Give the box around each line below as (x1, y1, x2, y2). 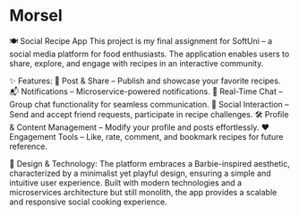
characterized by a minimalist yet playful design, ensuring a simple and (9, 168, 271, 178)
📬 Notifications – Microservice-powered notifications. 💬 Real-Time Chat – (9, 86, 284, 97)
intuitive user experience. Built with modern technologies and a (9, 177, 243, 188)
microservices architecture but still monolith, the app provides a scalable (9, 186, 278, 197)
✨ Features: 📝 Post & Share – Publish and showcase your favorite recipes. (9, 75, 281, 86)
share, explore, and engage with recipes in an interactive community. (9, 57, 264, 68)
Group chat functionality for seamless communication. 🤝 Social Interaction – (9, 99, 289, 109)
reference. (9, 141, 47, 151)
